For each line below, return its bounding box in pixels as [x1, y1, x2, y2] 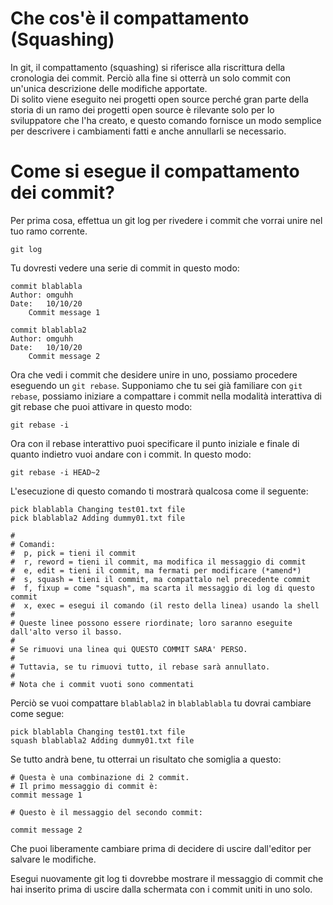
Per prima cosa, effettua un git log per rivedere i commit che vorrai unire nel [10, 214, 323, 226]
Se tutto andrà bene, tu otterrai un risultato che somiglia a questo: [10, 753, 282, 765]
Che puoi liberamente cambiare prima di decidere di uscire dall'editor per [10, 842, 312, 854]
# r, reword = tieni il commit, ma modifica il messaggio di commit [10, 557, 307, 567]
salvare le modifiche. [10, 853, 97, 865]
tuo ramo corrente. [10, 225, 88, 237]
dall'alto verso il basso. [10, 627, 123, 637]
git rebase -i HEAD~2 [10, 467, 101, 477]
